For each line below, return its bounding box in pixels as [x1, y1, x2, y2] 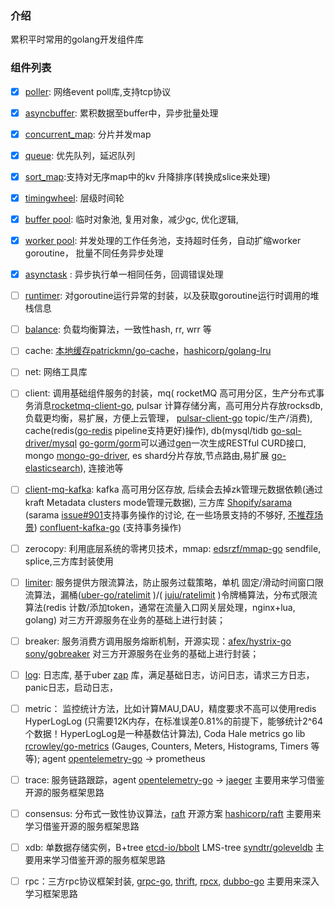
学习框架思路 [24, 888, 78, 900]
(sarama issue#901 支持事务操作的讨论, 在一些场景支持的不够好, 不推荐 [24, 508, 315, 521]
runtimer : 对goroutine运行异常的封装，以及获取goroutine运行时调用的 [24, 290, 311, 302]
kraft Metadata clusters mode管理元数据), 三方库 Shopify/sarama [24, 496, 293, 508]
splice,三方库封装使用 [24, 555, 114, 567]
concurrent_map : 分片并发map [24, 128, 152, 140]
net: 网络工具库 [24, 366, 88, 378]
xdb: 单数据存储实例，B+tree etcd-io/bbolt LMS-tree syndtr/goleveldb [24, 841, 313, 853]
